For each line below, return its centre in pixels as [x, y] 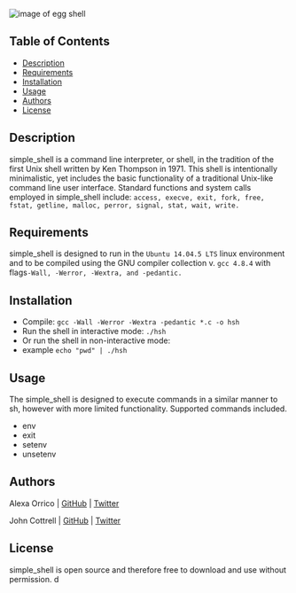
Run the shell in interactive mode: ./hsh [94, 332]
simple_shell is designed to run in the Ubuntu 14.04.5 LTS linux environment [147, 254]
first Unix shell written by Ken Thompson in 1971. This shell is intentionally [143, 168]
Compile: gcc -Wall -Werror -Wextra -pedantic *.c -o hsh [131, 322]
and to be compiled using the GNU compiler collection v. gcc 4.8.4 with [140, 263]
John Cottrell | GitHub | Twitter [65, 520]
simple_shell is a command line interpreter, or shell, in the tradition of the [142, 159]
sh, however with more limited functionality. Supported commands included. [148, 409]
